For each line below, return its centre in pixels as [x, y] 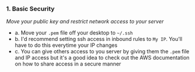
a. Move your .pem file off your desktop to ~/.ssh [74, 33]
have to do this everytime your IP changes [66, 45]
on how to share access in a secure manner [68, 64]
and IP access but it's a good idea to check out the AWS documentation [102, 58]
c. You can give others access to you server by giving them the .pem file [102, 52]
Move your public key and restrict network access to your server [85, 22]
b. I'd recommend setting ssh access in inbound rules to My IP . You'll [98, 39]
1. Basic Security [30, 9]
